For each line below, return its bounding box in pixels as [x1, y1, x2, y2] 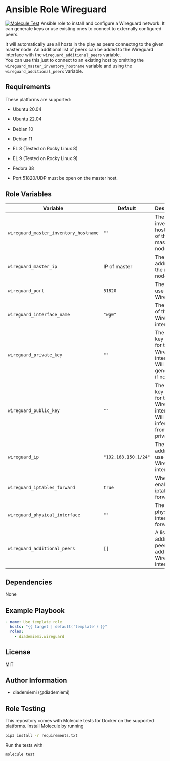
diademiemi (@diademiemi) [12, 689, 70, 695]
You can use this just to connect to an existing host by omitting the [5, 57, 144, 63]
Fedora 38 [12, 165, 34, 171]
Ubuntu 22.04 [12, 116, 42, 122]
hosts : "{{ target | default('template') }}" [10, 624, 108, 629]
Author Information [5, 676, 67, 684]
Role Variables [5, 189, 52, 199]
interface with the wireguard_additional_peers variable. [5, 52, 121, 58]
